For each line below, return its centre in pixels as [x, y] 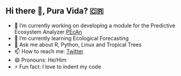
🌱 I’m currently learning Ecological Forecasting [71, 38]
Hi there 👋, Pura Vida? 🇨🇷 [55, 11]
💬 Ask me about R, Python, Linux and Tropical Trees [78, 44]
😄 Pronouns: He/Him [40, 60]
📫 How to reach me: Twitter [49, 51]
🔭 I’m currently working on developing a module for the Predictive [95, 25]
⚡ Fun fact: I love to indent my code [58, 66]
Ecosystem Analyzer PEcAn [48, 32]
